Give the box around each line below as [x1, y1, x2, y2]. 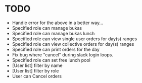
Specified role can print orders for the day [12, 46, 100, 52]
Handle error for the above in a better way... [12, 20, 104, 26]
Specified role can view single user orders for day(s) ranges [12, 36, 137, 42]
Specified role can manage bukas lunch [12, 30, 95, 36]
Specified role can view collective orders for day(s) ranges [12, 41, 134, 47]
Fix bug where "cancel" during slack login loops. [12, 51, 113, 58]
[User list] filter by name [12, 62, 63, 68]
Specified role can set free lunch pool [12, 57, 90, 63]
